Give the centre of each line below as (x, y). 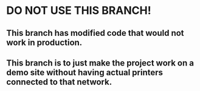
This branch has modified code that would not (95, 33)
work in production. (44, 42)
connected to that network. (59, 82)
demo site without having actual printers (84, 72)
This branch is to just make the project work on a (100, 63)
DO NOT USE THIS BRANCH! (79, 11)
